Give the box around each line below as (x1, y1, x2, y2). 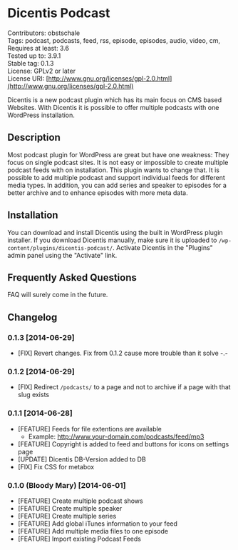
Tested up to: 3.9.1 (7, 51, 61, 60)
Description (7, 131, 61, 144)
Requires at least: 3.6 (7, 44, 70, 52)
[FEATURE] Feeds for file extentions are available (17, 424, 162, 433)
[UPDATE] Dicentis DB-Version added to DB (17, 455, 146, 464)
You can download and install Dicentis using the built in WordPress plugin (7, 228, 223, 236)
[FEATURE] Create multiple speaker (17, 504, 123, 512)
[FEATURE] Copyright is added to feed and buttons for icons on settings (17, 439, 229, 448)
